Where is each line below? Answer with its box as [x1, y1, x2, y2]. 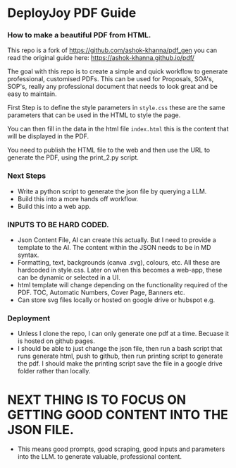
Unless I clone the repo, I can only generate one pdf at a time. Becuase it [17, 330, 229, 338]
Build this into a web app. [17, 202, 92, 210]
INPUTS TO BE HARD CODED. [7, 220, 109, 229]
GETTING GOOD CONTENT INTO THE [7, 407, 229, 423]
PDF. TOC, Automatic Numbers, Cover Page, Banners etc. [17, 288, 185, 297]
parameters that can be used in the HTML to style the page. [7, 111, 181, 119]
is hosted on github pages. [17, 337, 95, 345]
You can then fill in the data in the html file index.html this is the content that [7, 125, 229, 133]
